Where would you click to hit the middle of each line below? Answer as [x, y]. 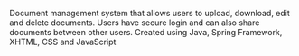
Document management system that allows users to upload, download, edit [150, 13]
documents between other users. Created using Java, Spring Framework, [146, 32]
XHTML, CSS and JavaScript [63, 42]
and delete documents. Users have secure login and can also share [135, 23]
